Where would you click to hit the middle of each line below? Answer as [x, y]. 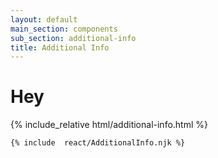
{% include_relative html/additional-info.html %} [109, 125]
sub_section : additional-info [73, 38]
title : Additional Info [60, 47]
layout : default [44, 19]
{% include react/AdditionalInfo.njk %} [98, 143]
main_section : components [64, 29]
